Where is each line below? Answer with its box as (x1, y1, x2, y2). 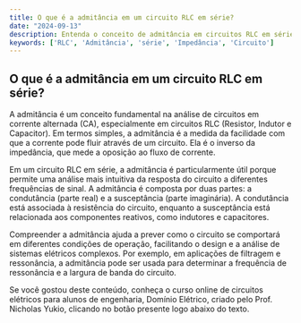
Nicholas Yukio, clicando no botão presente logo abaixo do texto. (9, 303, 250, 314)
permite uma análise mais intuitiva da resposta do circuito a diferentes (9, 174, 269, 184)
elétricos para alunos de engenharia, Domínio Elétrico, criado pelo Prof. (9, 294, 273, 305)
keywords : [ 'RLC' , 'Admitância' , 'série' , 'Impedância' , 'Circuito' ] (9, 38, 275, 47)
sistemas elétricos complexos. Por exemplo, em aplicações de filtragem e (9, 248, 281, 259)
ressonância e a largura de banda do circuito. (9, 268, 176, 278)
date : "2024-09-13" (9, 21, 82, 30)
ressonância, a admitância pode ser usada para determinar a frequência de (9, 258, 288, 268)
